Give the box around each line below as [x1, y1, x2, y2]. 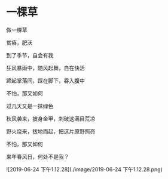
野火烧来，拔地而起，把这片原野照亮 [6, 128, 96, 135]
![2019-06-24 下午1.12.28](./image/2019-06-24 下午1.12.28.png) [6, 165, 163, 173]
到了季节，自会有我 [6, 51, 54, 58]
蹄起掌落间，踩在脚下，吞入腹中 [6, 77, 85, 84]
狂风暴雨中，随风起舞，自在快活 [6, 64, 85, 72]
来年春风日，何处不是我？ [6, 153, 69, 160]
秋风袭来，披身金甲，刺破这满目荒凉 [6, 115, 96, 122]
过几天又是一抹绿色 [6, 102, 54, 109]
